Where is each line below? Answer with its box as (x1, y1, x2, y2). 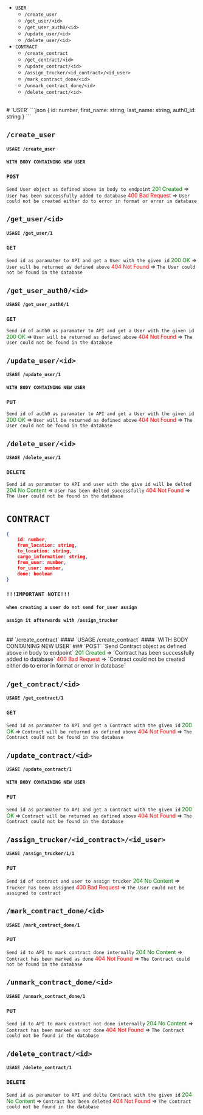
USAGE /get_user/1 (6, 230, 53, 236)
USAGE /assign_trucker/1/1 (6, 850, 75, 857)
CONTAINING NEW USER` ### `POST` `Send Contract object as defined (6, 643, 187, 650)
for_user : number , (17, 565, 64, 571)
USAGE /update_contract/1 (6, 766, 72, 772)
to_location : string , (17, 548, 72, 554)
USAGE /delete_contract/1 (6, 1065, 72, 1071)
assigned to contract (6, 890, 61, 896)
